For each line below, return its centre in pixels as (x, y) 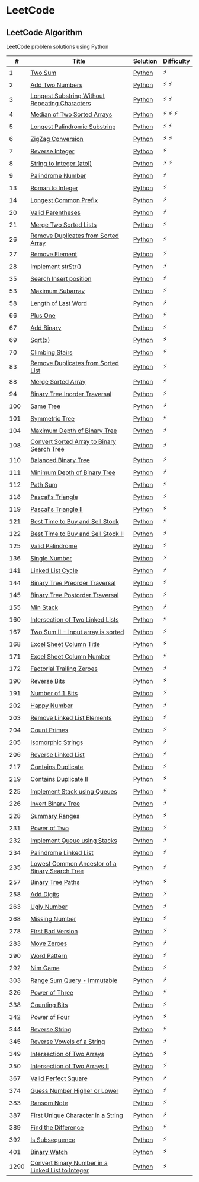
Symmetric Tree (53, 418)
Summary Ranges (55, 816)
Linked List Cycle (54, 570)
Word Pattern (49, 955)
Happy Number (52, 706)
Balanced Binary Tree (60, 460)
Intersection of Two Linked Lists (75, 619)
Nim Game (45, 968)
